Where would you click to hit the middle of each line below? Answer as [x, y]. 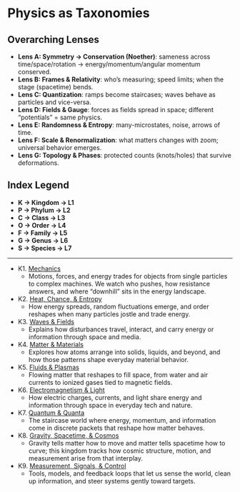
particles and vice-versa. [54, 102]
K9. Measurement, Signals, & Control [72, 466]
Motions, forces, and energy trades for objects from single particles [128, 276]
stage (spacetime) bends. [55, 87]
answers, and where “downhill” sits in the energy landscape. [117, 291]
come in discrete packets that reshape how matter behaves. [116, 428]
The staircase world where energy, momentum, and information [122, 420]
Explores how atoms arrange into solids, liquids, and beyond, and [124, 352]
